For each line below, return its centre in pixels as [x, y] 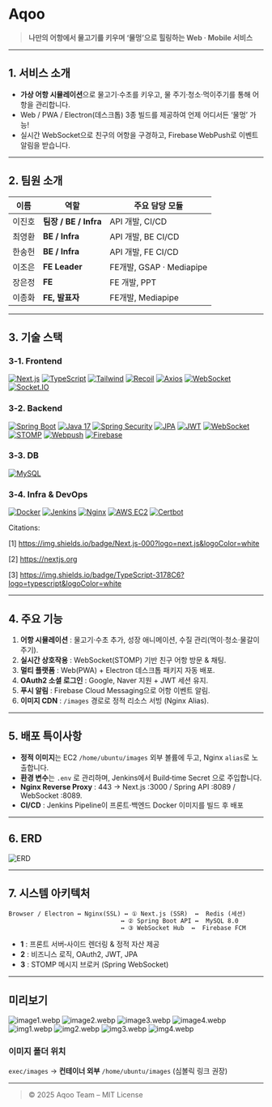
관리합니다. [53, 104]
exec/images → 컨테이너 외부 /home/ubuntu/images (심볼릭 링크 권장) [118, 1070]
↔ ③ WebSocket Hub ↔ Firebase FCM [183, 928]
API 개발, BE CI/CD [144, 236]
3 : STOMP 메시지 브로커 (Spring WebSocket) [94, 965]
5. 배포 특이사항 [45, 737]
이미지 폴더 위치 [37, 1052]
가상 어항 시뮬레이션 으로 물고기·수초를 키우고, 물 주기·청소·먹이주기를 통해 [135, 94]
